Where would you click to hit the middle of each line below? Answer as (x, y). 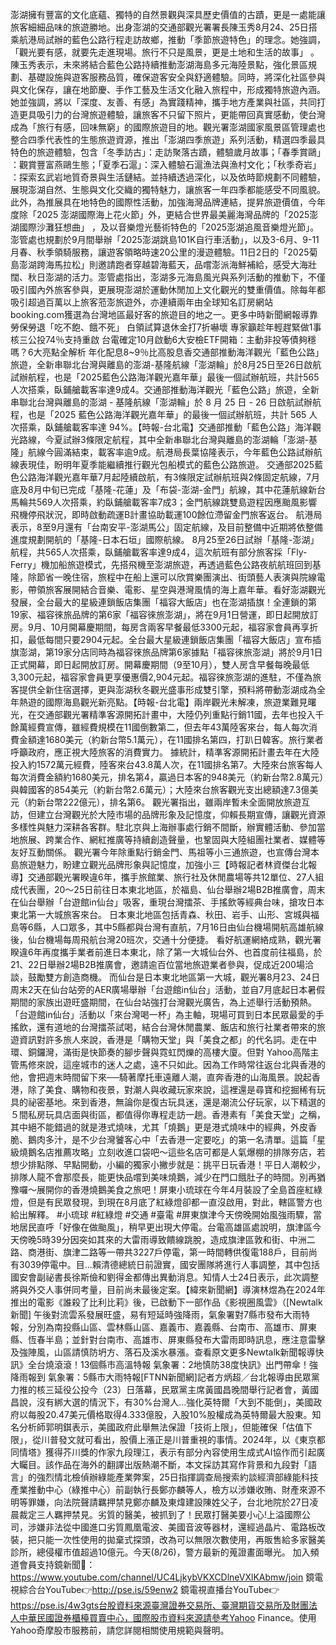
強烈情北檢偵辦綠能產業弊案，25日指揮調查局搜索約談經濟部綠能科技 (177, 1477)
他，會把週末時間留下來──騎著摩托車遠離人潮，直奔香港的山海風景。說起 (161, 1077)
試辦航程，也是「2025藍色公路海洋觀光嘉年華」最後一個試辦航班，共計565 (165, 377)
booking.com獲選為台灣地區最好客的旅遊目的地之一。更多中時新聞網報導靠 (164, 314)
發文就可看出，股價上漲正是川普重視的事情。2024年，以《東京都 (192, 1439)
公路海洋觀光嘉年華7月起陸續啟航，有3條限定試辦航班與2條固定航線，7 (165, 477)
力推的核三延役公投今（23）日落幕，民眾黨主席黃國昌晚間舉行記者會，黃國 (165, 1389)
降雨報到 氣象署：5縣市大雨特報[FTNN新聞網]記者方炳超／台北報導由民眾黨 (165, 1377)
